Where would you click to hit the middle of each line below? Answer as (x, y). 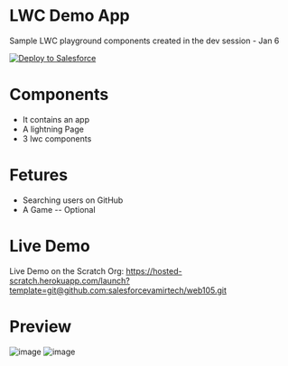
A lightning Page (53, 129)
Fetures (39, 175)
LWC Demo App (70, 16)
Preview (41, 326)
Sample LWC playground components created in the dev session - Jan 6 (144, 41)
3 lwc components (57, 138)
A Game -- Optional (59, 209)
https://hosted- (154, 270)
